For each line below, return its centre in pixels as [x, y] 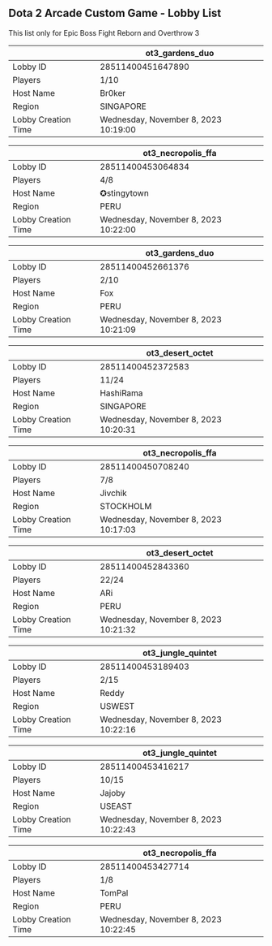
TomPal [114, 892]
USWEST [117, 706]
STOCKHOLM [126, 506]
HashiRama [121, 393]
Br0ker [113, 93]
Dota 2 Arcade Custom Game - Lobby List [115, 13]
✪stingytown [125, 192]
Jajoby [113, 793]
